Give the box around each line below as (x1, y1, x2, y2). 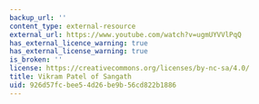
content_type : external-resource (9, 22, 136, 31)
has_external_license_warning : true (9, 47, 148, 56)
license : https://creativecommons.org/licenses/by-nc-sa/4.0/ (9, 64, 250, 73)
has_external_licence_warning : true (9, 38, 148, 48)
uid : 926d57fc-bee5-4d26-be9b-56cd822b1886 (9, 80, 177, 90)
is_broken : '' (9, 55, 64, 64)
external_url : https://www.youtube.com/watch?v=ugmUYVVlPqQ (9, 30, 243, 39)
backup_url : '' (9, 13, 67, 23)
